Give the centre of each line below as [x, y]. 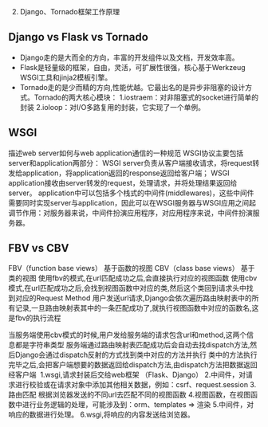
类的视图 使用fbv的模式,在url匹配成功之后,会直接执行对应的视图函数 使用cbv [133, 278]
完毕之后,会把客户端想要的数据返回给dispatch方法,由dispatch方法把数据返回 [133, 365]
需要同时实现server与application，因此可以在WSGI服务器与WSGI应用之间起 [132, 202]
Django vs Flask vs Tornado [79, 37]
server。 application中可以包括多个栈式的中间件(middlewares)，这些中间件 [131, 193]
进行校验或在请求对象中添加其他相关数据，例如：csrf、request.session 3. [136, 385]
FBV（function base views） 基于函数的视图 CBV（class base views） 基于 [132, 268]
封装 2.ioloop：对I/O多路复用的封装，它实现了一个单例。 [112, 107]
